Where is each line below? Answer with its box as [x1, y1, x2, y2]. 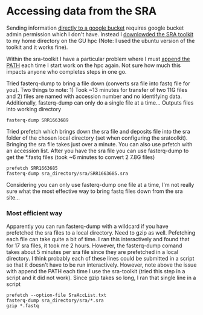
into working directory [6, 105, 62, 112]
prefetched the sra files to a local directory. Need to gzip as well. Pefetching [6, 229, 195, 236]
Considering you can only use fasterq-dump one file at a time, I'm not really [6, 181, 195, 188]
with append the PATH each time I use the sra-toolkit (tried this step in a [6, 268, 185, 275]
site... [6, 193, 20, 201]
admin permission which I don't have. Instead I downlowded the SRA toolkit [6, 30, 194, 37]
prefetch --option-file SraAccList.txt [6, 292, 107, 299]
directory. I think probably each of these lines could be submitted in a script [6, 255, 195, 262]
